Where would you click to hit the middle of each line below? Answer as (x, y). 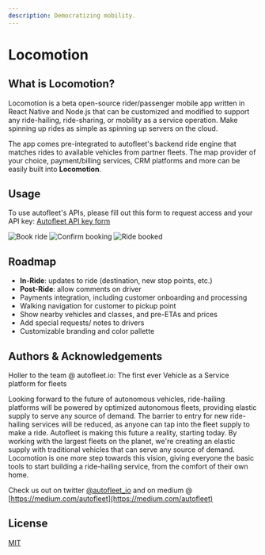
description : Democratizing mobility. (72, 15)
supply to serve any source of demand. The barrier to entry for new (118, 416)
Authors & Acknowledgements (85, 356)
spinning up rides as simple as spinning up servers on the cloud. (113, 128)
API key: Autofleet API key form (59, 221)
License (28, 524)
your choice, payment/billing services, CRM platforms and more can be (124, 160)
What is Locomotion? (62, 84)
